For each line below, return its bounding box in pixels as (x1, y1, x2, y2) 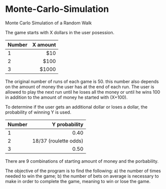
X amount (32, 41, 56, 48)
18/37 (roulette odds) (32, 137, 84, 144)
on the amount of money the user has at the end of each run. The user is (5, 83, 155, 90)
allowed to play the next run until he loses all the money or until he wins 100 (5, 89, 161, 95)
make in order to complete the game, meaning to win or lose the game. (5, 178, 151, 184)
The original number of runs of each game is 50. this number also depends (5, 78, 159, 84)
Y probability (52, 121, 84, 127)
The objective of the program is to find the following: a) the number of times (5, 168, 161, 174)
